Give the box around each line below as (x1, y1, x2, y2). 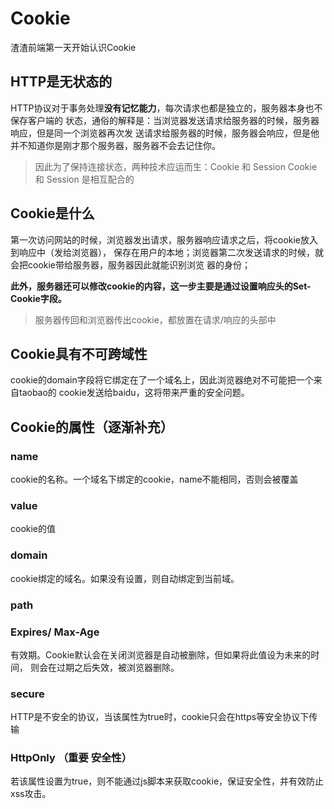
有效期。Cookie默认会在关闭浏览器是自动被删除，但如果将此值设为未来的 (10, 648, 312, 661)
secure (10, 687, 45, 701)
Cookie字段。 (10, 292, 67, 304)
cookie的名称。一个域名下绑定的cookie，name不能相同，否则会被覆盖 (10, 473, 299, 486)
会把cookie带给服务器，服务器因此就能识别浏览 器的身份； (10, 258, 251, 271)
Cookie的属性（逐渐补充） (10, 418, 174, 436)
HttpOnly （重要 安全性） (10, 751, 133, 765)
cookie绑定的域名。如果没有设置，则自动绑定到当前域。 (10, 572, 240, 584)
